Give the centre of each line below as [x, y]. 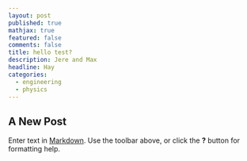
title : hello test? [40, 52]
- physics [31, 89]
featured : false [35, 38]
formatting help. [34, 149]
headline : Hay [32, 67]
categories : [28, 75]
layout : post [30, 15]
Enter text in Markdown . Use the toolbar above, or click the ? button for [124, 140]
